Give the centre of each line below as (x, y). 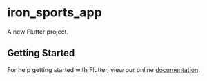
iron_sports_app (55, 13)
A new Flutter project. (38, 32)
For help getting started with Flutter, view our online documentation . (103, 69)
